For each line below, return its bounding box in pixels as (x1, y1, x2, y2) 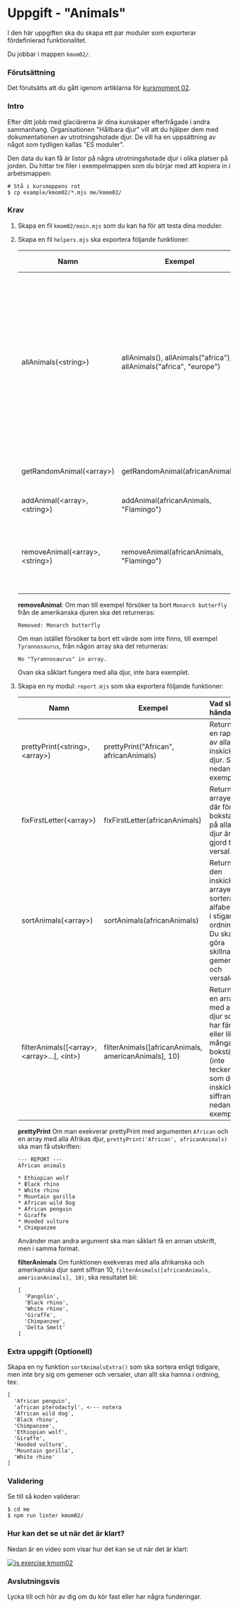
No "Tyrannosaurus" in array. (17, 655, 108, 663)
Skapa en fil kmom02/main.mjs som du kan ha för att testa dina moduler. (17, 221, 223, 230)
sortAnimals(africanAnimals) (103, 915, 199, 925)
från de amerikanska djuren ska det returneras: (17, 608, 156, 617)
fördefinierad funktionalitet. (7, 35, 87, 44)
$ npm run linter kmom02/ (7, 1512, 84, 1519)
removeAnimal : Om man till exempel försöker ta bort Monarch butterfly (17, 600, 227, 609)
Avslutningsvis (7, 1576, 60, 1586)
